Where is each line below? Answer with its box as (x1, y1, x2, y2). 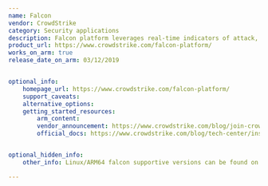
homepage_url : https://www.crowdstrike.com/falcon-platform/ (22, 85, 230, 93)
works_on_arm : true (8, 49, 73, 57)
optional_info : (8, 77, 59, 85)
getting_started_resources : (22, 107, 116, 116)
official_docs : (37, 129, 88, 138)
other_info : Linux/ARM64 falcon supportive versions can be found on (22, 158, 259, 166)
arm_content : (37, 115, 81, 123)
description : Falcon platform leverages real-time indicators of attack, (8, 34, 259, 42)
